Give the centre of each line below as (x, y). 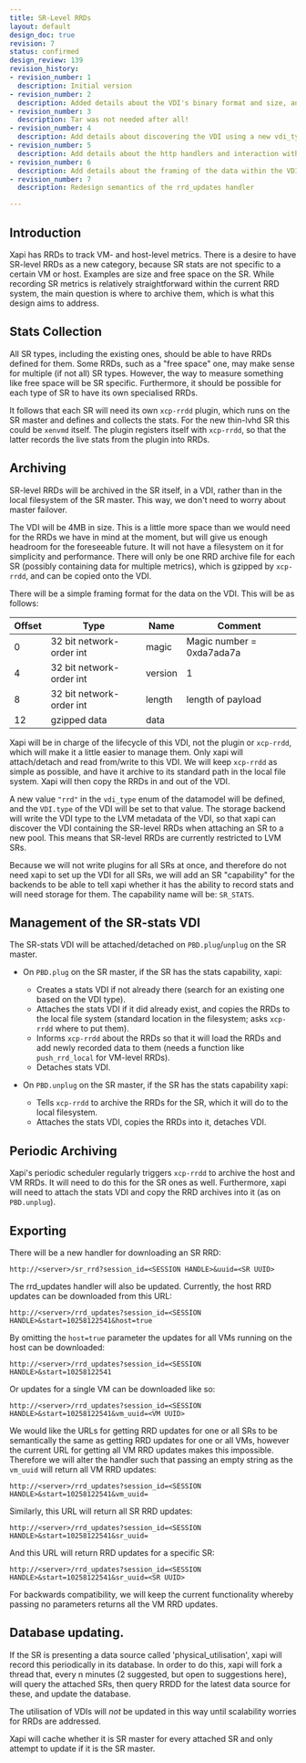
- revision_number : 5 (51, 145)
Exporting (38, 1230)
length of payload (224, 699)
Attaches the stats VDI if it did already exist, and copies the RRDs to (163, 1009)
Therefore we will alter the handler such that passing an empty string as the (151, 1460)
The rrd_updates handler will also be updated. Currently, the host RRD (140, 1286)
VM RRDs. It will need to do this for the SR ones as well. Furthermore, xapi (148, 1182)
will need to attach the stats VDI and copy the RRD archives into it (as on (145, 1192)
